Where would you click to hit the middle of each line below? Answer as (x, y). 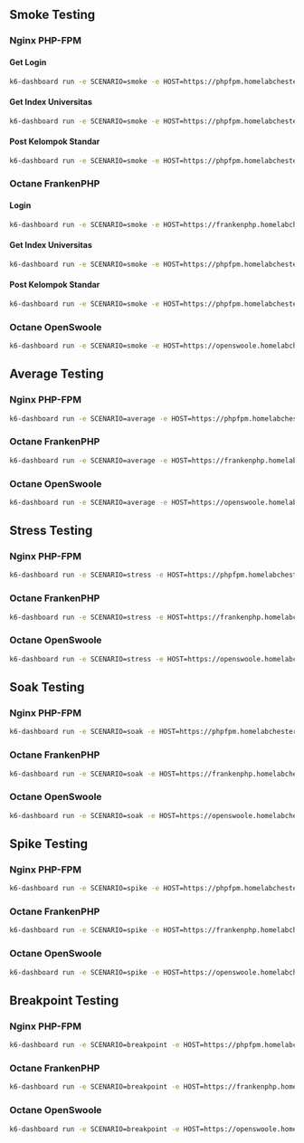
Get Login (28, 62)
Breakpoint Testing (64, 1000)
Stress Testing (51, 531)
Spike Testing (49, 844)
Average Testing (57, 374)
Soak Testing (47, 687)
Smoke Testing (52, 15)
